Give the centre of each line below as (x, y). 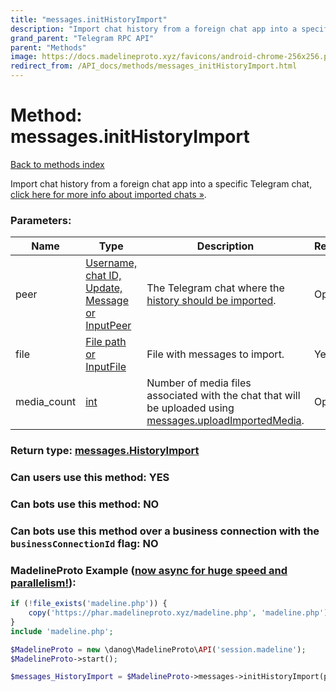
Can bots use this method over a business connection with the (165, 531)
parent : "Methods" (48, 47)
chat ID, (103, 276)
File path (106, 342)
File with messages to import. (215, 354)
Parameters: (41, 220)
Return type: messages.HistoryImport (105, 451)
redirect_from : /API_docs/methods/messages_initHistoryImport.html (154, 66)
